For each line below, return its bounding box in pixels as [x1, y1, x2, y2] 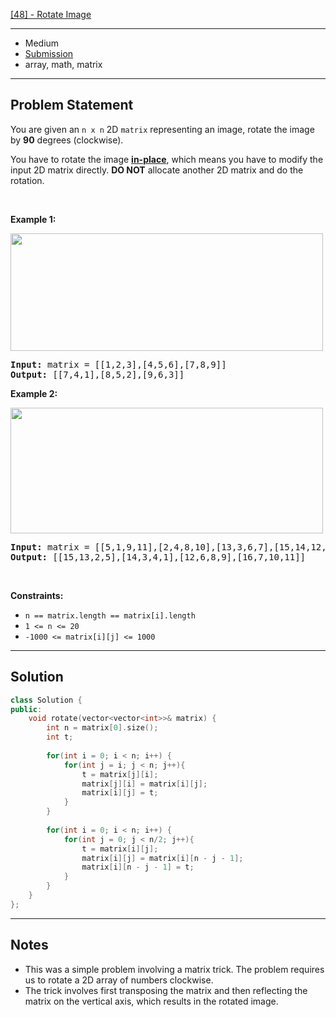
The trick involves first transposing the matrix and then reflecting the [24, 984, 308, 996]
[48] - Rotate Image [10, 9, 92, 20]
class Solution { [10, 695, 83, 705]
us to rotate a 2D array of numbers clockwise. [24, 974, 214, 986]
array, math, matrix [24, 59, 103, 70]
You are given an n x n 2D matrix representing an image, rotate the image [10, 123, 315, 135]
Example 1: [10, 213, 57, 225]
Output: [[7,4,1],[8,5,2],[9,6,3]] [10, 369, 185, 380]
